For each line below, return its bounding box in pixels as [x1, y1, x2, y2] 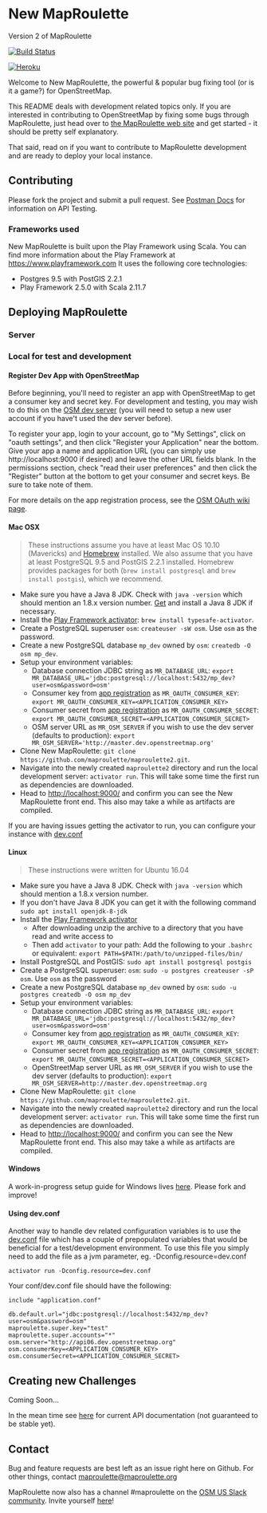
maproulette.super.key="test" [8, 1325, 109, 1333]
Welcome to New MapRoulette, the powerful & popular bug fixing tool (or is [8, 77, 255, 87]
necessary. [19, 606, 57, 616]
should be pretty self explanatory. [8, 127, 120, 136]
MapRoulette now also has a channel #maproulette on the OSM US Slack [8, 1487, 247, 1496]
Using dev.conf [8, 1208, 61, 1218]
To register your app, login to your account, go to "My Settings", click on [8, 429, 245, 439]
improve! [8, 1190, 37, 1200]
